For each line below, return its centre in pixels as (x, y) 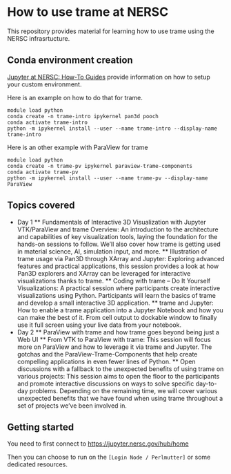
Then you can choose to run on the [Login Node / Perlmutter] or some (109, 457)
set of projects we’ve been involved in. (72, 406)
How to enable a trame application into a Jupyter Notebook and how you (120, 310)
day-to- (206, 383)
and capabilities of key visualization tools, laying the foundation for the (117, 236)
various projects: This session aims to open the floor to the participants (118, 376)
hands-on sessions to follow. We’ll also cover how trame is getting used (119, 244)
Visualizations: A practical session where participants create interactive (119, 288)
